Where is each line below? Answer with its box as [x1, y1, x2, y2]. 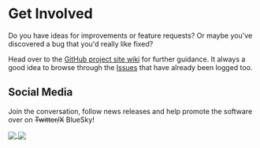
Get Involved [8, 5, 93, 23]
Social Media [8, 86, 73, 99]
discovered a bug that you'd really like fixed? [8, 39, 154, 48]
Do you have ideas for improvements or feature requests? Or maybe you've [8, 31, 253, 40]
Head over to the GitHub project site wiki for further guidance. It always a [8, 54, 246, 64]
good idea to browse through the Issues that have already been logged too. [8, 62, 253, 72]
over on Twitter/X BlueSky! [8, 115, 95, 124]
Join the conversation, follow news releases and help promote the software [8, 106, 253, 116]
